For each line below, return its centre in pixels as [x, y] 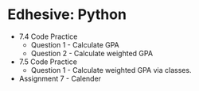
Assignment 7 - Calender [60, 78]
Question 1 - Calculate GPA [75, 44]
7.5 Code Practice [48, 62]
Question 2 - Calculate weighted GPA [92, 53]
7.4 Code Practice [48, 36]
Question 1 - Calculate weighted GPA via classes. [111, 70]
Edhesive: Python [67, 15]
